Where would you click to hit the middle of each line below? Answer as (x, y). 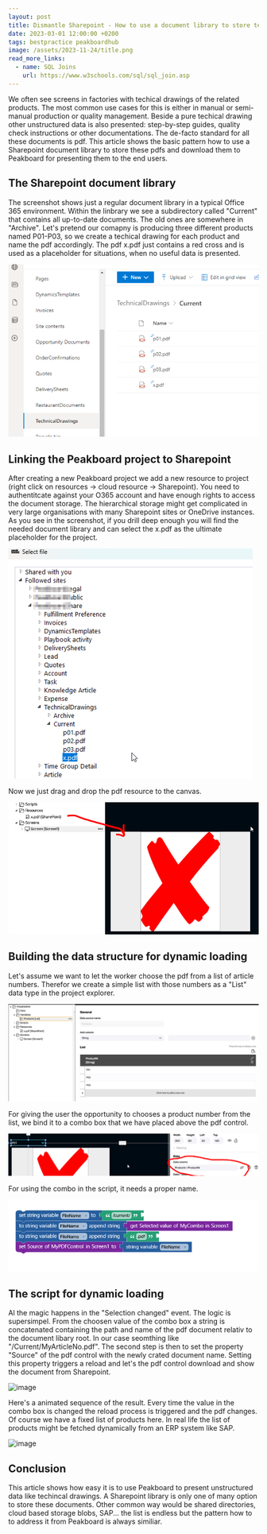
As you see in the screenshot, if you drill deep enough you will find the (124, 520)
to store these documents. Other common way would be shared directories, (132, 1505)
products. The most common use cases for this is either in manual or (121, 107)
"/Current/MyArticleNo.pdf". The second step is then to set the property (126, 1346)
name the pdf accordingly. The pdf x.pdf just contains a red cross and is (126, 244)
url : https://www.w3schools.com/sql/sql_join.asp (106, 76)
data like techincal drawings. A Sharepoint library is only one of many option (133, 1496)
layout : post (30, 17)
